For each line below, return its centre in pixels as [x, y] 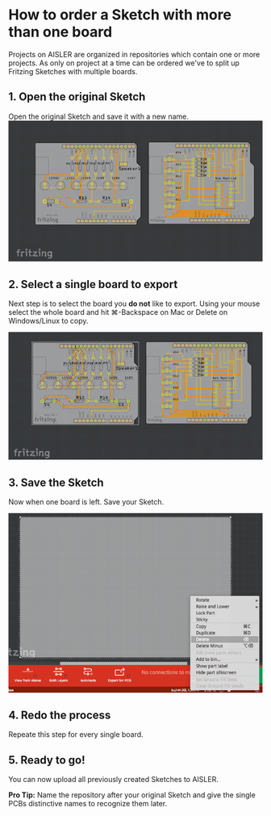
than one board [60, 32]
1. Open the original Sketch [77, 97]
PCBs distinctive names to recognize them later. [88, 804]
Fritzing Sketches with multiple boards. [73, 71]
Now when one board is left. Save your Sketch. [86, 502]
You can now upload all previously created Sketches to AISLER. [114, 780]
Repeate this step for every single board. [76, 734]
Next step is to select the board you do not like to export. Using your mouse [134, 303]
